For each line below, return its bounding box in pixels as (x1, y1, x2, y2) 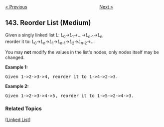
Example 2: (5, 83, 29, 89)
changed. (5, 54, 25, 60)
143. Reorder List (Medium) (5, 18, 91, 27)
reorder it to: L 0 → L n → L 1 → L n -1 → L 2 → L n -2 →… (5, 38, 95, 45)
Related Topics (5, 105, 42, 112)
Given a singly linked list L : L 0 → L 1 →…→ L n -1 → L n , (5, 31, 104, 39)
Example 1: (5, 64, 28, 70)
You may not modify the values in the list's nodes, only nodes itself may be (5, 49, 160, 55)
